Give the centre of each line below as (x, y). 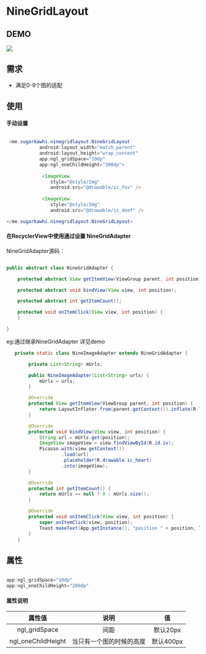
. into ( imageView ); (85, 466)
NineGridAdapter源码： (36, 251)
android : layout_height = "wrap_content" (89, 154)
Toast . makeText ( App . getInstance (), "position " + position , (117, 528)
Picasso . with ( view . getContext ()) (82, 449)
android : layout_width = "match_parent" (87, 148)
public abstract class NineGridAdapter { (60, 268)
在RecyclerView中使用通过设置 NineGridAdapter (69, 236)
